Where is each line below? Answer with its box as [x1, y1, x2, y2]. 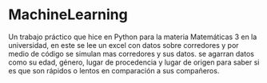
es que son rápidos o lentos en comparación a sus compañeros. [8, 65, 220, 75]
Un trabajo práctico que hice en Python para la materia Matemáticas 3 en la [8, 32, 257, 41]
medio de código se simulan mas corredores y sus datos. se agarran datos [8, 49, 254, 58]
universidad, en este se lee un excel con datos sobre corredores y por [8, 40, 239, 49]
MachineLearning [8, 6, 128, 24]
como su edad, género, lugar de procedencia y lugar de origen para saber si [8, 57, 260, 67]
